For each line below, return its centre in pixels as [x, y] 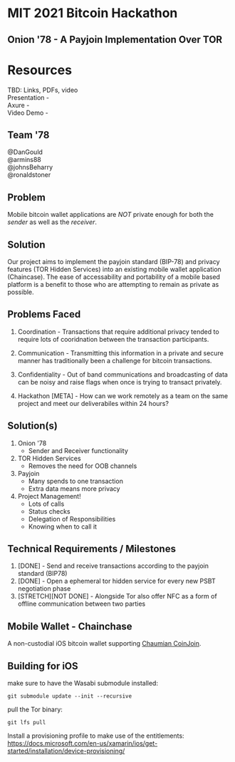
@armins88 [24, 160]
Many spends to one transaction [75, 481]
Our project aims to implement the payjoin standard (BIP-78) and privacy [114, 261]
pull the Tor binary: [35, 710]
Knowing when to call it [63, 527]
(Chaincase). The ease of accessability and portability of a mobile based [114, 277]
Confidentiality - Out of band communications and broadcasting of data [122, 374]
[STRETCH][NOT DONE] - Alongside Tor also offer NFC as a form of [117, 596]
